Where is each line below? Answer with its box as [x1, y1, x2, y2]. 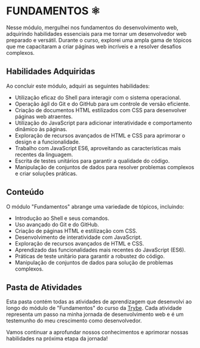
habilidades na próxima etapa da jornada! [6, 335, 108, 342]
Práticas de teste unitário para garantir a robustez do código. [14, 252, 165, 260]
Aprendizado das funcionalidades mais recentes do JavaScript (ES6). [14, 246, 186, 253]
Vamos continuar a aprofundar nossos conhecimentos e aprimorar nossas [6, 329, 189, 336]
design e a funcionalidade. [14, 138, 81, 145]
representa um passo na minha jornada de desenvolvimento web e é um [6, 311, 184, 318]
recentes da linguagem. [14, 151, 73, 158]
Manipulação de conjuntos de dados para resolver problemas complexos [14, 163, 195, 170]
